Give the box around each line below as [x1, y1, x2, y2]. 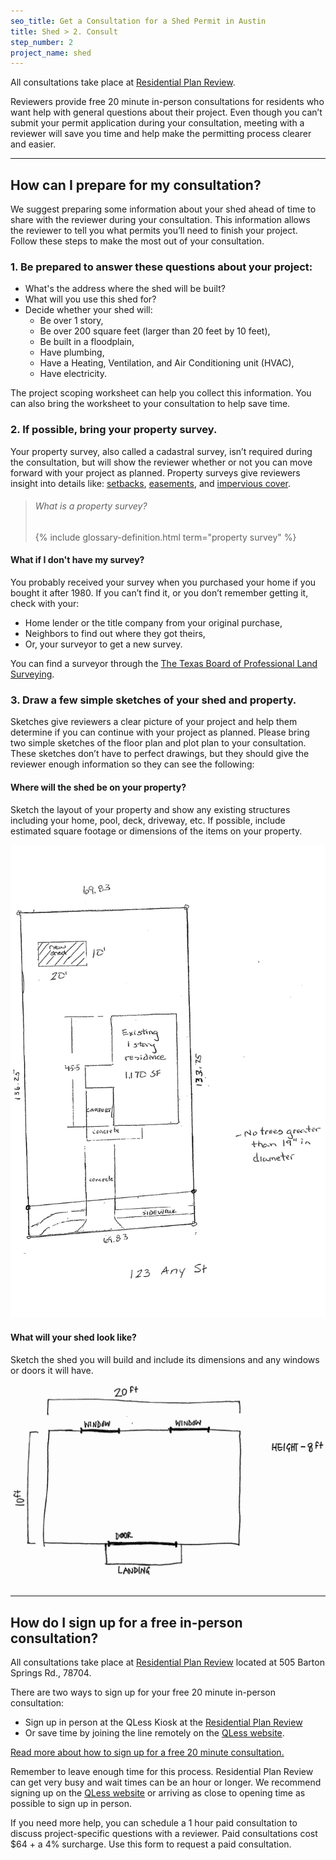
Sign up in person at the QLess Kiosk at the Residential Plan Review [24, 1716, 303, 1728]
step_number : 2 [10, 37, 74, 47]
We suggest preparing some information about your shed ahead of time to [10, 203, 317, 215]
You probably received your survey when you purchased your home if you [10, 576, 317, 589]
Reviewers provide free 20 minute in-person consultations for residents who [10, 96, 325, 108]
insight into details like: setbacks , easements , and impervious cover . [10, 477, 292, 489]
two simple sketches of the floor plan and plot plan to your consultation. [10, 737, 307, 749]
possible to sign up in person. [10, 1797, 133, 1809]
